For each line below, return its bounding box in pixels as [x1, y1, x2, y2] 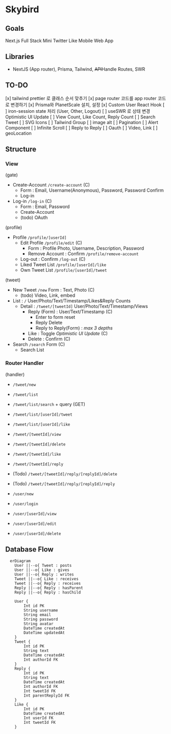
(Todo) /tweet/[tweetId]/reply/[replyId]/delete [12, 471, 117, 477]
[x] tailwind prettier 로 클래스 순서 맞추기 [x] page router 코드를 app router [5, 95, 157, 101]
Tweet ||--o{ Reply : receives [14, 581, 81, 586]
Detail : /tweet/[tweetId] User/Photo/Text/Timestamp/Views [20, 303, 148, 310]
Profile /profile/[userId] [12, 234, 67, 240]
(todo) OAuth [20, 214, 48, 221]
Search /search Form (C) [12, 341, 65, 348]
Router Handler [5, 360, 44, 367]
